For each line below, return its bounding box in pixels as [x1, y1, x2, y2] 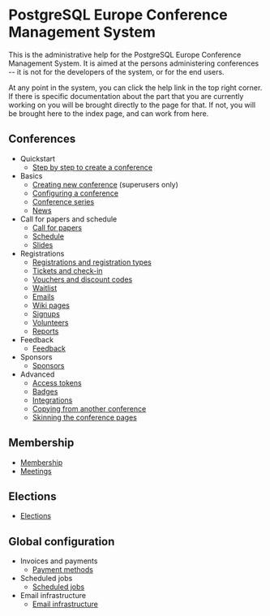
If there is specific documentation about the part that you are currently [8, 91, 244, 101]
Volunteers [32, 317, 69, 327]
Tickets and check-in [32, 265, 103, 275]
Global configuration [8, 534, 115, 549]
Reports [32, 326, 59, 336]
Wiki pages [32, 300, 71, 310]
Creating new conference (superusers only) [32, 179, 178, 189]
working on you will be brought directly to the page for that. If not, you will [8, 100, 256, 110]
